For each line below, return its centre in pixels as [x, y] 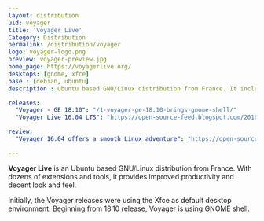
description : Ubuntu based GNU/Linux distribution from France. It [123, 88]
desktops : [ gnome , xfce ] [49, 74]
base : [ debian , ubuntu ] [49, 81]
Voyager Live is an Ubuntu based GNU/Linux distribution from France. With [130, 168]
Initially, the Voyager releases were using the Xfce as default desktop [120, 200]
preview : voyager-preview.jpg [58, 60]
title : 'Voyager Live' [45, 30]
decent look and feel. [42, 185]
